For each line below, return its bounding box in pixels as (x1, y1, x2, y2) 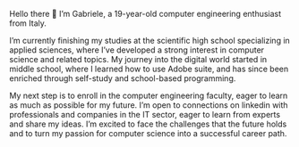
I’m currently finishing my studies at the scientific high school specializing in (9, 36, 291, 45)
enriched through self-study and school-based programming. (9, 73, 236, 84)
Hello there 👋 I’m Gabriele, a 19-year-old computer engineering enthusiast (9, 9, 282, 19)
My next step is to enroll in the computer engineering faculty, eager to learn (9, 90, 288, 101)
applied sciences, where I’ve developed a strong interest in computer (9, 45, 265, 55)
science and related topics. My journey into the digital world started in (9, 54, 268, 64)
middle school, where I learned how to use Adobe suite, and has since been (9, 63, 289, 74)
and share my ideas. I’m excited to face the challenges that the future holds (9, 118, 287, 129)
